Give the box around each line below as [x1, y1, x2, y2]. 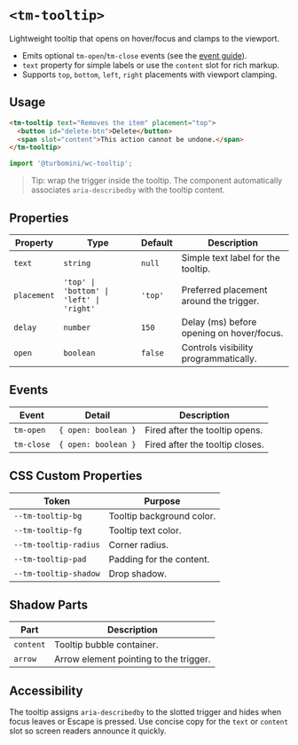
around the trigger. [181, 294, 260, 307]
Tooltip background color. [108, 509, 216, 521]
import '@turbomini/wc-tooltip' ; [9, 159, 133, 169]
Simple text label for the [181, 251, 281, 263]
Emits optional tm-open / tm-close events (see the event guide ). [21, 50, 247, 60]
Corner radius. [108, 538, 169, 551]
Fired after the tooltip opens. [145, 424, 263, 436]
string [63, 258, 91, 268]
